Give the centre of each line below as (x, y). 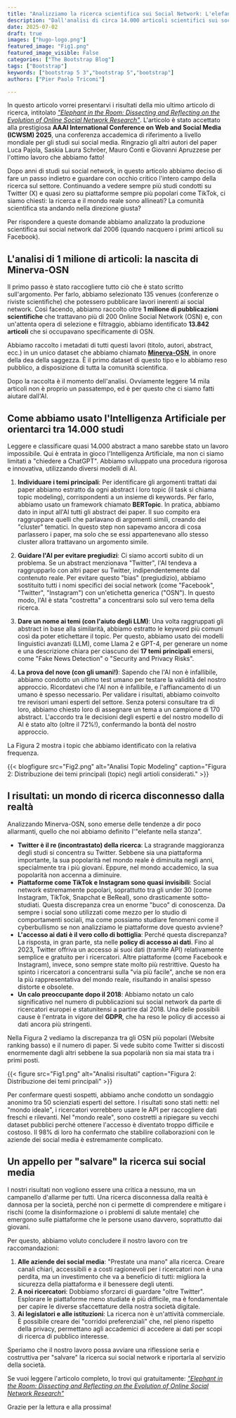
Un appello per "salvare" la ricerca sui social (106, 1162)
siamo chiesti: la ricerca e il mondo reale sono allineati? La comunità (106, 201)
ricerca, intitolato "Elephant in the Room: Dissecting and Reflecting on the (113, 112)
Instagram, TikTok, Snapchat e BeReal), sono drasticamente (104, 897)
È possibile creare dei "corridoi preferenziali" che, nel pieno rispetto (116, 1321)
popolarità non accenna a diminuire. (70, 874)
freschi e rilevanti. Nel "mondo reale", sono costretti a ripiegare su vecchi (113, 1117)
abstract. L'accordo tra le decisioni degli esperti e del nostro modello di (120, 717)
